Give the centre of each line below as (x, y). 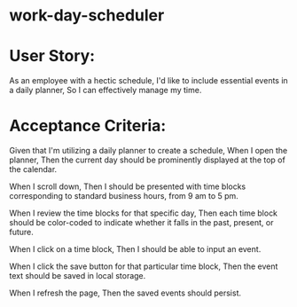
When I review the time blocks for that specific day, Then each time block (143, 213)
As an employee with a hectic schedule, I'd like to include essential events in (148, 81)
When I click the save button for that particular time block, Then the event (144, 266)
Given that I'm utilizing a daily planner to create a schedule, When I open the (148, 151)
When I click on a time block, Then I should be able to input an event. (135, 249)
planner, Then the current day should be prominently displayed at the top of (147, 160)
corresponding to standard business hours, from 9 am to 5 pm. (124, 196)
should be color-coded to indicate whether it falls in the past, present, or (141, 223)
